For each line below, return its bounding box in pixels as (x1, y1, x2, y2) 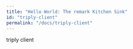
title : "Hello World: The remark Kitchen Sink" (6, 8, 128, 15)
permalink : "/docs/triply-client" (6, 20, 93, 26)
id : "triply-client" (6, 14, 58, 20)
